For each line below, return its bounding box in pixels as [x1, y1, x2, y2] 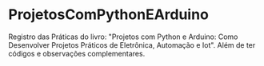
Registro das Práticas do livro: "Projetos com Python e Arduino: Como [8, 32, 238, 41]
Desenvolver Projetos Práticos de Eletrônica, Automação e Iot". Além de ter [8, 40, 256, 49]
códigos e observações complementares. [8, 49, 146, 58]
